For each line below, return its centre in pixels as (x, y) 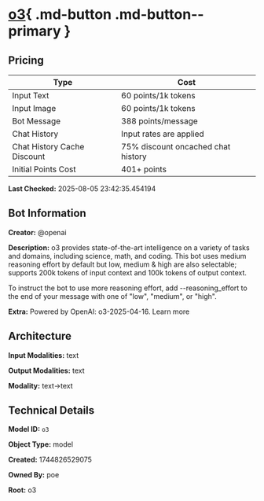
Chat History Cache (48, 147)
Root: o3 (22, 490)
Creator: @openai (37, 232)
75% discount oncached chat (176, 147)
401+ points (144, 169)
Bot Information (47, 214)
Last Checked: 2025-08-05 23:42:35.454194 (82, 189)
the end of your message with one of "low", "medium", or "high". (113, 296)
